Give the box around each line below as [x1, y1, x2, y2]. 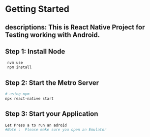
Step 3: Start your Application [5, 110, 98, 118]
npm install [7, 65, 32, 70]
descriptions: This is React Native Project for [5, 23, 145, 31]
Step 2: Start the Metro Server [5, 79, 99, 87]
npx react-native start [5, 96, 54, 101]
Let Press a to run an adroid [5, 123, 67, 128]
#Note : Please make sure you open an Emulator [5, 127, 107, 132]
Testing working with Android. [5, 30, 100, 39]
